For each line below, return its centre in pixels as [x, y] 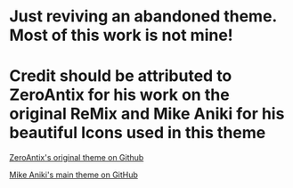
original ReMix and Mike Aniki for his [147, 114]
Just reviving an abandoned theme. [143, 16]
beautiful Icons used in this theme [138, 133]
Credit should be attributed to [121, 76]
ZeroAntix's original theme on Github [77, 158]
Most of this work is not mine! [121, 35]
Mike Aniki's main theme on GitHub [73, 175]
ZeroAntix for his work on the [119, 95]
